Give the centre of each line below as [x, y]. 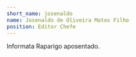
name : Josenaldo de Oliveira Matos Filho [68, 20]
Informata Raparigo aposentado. [53, 47]
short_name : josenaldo [40, 14]
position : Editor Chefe [41, 26]
